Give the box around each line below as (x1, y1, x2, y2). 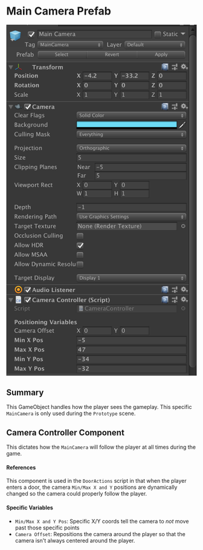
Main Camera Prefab (6, 4, 112, 18)
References (6, 463, 36, 471)
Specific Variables (6, 504, 53, 511)
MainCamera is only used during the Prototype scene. (6, 410, 136, 417)
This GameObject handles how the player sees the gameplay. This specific (6, 403, 192, 411)
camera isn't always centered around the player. (14, 537, 135, 544)
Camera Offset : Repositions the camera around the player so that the (14, 530, 185, 537)
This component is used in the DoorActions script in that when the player (6, 477, 187, 485)
